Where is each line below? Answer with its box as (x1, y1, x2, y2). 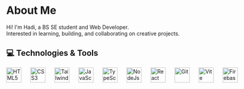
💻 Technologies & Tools (6, 48, 99, 58)
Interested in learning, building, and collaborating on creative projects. (6, 29, 180, 37)
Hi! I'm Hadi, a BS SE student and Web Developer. (6, 23, 129, 31)
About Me (6, 4, 56, 17)
